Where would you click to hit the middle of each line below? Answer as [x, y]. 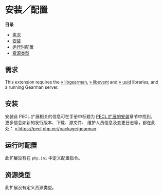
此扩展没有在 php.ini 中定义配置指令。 [44, 158]
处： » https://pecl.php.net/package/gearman [51, 128]
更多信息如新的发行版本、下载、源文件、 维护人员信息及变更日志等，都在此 [80, 122]
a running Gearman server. [32, 87]
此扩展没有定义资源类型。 [31, 188]
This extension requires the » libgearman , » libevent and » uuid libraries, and [82, 82]
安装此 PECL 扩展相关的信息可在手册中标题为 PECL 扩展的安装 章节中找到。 [80, 116]
